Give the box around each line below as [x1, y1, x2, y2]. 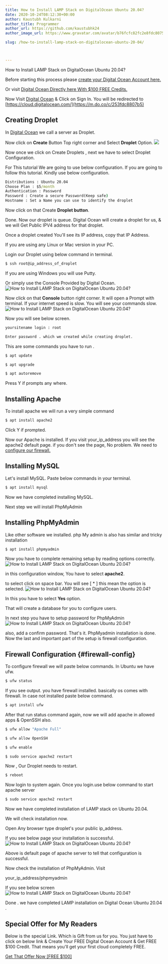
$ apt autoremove [5, 371, 41, 376]
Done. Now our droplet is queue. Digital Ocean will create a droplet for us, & [5, 217, 161, 223]
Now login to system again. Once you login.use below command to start [5, 782, 153, 788]
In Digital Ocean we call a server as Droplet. [5, 129, 95, 135]
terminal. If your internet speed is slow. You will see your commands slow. [5, 300, 157, 306]
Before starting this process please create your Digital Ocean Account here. [5, 76, 161, 82]
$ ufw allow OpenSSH [5, 735, 48, 741]
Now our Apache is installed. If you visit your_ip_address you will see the [5, 437, 155, 443]
